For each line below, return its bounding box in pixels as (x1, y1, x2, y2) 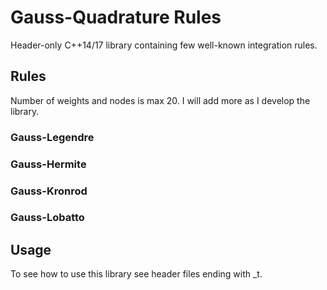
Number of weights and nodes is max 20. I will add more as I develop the (10, 94, 311, 106)
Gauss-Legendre (10, 130, 95, 144)
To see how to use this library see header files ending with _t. (10, 268, 263, 280)
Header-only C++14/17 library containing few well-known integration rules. (10, 39, 318, 51)
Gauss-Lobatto (10, 211, 85, 225)
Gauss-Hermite (10, 157, 87, 171)
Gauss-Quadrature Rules (10, 6, 222, 29)
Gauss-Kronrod (10, 184, 88, 198)
